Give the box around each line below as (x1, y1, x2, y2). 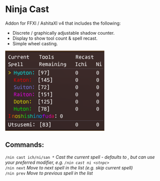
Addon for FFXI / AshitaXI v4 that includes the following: (5, 20, 121, 26)
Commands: (5, 141, 44, 149)
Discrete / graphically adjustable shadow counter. (12, 30, 115, 36)
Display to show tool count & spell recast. (12, 35, 98, 41)
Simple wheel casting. (12, 40, 58, 46)
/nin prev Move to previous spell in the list (5, 170, 93, 176)
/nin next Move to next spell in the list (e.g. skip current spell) (5, 164, 133, 170)
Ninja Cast (5, 4, 49, 15)
